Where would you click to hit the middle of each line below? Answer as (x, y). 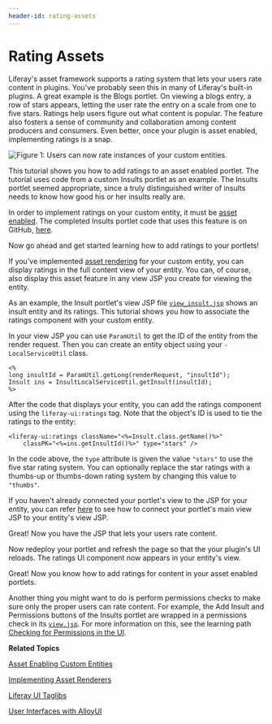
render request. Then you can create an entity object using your (115, 344)
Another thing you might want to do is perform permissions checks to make (135, 597)
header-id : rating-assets (52, 16)
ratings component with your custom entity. (81, 320)
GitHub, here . (31, 229)
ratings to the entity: (42, 421)
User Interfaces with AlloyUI (55, 711)
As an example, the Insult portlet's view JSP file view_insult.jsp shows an (133, 302)
